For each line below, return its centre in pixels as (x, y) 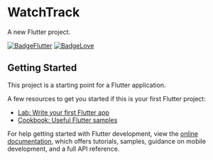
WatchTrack (44, 12)
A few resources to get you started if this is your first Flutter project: (106, 98)
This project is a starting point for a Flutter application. (87, 85)
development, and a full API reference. (64, 149)
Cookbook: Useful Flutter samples (67, 120)
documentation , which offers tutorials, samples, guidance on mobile (106, 141)
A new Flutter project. (39, 32)
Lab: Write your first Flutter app (64, 112)
